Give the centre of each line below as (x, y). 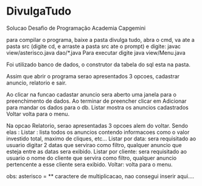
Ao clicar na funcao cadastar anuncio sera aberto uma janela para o (91, 94)
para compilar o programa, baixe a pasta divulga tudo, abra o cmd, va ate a (100, 40)
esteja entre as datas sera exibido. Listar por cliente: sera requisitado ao (97, 151)
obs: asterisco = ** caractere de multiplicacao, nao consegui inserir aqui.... (100, 176)
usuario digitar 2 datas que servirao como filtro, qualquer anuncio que (94, 145)
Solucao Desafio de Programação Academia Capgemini (76, 28)
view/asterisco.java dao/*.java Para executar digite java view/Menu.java (96, 52)
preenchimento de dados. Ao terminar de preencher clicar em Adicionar (96, 101)
